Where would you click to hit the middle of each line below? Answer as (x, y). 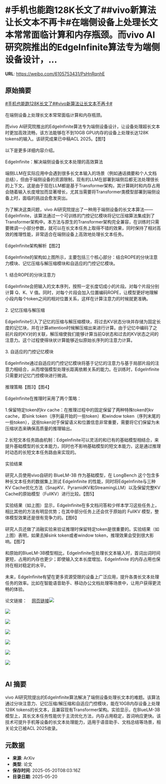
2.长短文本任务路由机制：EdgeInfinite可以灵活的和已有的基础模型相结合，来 (82, 440)
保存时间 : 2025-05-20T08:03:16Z (46, 771)
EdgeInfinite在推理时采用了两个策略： (43, 398)
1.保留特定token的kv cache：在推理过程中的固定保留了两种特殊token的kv (80, 410)
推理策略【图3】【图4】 (28, 387)
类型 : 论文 (22, 764)
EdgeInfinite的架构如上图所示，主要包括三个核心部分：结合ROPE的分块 (77, 257)
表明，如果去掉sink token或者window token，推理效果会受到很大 (84, 535)
